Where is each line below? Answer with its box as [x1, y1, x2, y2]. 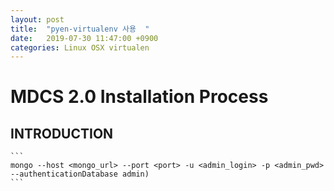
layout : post [10, 14, 65, 25]
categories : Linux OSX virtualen [10, 42, 150, 53]
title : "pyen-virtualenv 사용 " [10, 24, 150, 34]
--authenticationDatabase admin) [10, 169, 150, 180]
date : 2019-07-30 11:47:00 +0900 [10, 33, 159, 43]
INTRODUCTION [10, 125, 114, 142]
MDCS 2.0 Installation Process [10, 86, 269, 108]
